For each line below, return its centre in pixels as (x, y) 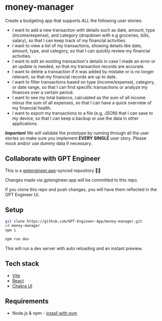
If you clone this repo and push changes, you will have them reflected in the (81, 189)
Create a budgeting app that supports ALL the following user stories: (74, 21)
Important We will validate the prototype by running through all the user (77, 133)
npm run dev (17, 239)
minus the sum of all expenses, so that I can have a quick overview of (82, 103)
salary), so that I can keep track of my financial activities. (69, 40)
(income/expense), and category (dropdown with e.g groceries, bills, (81, 35)
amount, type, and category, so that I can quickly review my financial (81, 51)
